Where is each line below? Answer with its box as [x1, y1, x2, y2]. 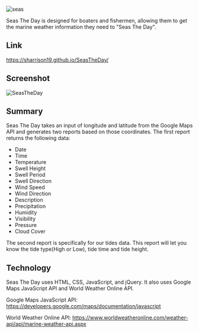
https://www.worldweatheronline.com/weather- [72, 314, 188, 321]
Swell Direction [14, 178, 52, 185]
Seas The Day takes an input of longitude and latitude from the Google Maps [6, 122, 193, 129]
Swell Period [14, 171, 46, 178]
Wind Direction [14, 190, 52, 197]
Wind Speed [14, 184, 46, 191]
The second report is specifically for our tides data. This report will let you [6, 239, 187, 246]
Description [14, 196, 43, 204]
